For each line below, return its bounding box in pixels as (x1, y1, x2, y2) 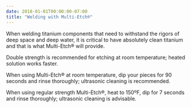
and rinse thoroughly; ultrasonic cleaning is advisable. (6, 95, 137, 102)
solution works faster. (6, 60, 59, 67)
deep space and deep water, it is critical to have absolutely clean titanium (6, 36, 183, 43)
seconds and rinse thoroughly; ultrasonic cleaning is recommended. (6, 77, 171, 85)
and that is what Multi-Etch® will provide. (6, 42, 105, 50)
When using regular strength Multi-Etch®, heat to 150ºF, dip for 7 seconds (6, 89, 185, 96)
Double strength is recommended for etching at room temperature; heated (6, 54, 186, 61)
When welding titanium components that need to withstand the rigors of (6, 30, 180, 37)
